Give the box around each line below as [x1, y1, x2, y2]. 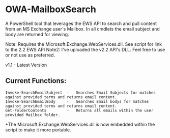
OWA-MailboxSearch [5, 4, 97, 15]
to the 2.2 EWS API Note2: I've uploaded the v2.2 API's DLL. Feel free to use [5, 46, 165, 52]
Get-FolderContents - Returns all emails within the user [5, 108, 154, 113]
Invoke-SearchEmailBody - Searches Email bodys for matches [5, 99, 149, 104]
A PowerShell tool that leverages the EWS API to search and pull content [5, 20, 157, 26]
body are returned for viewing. [5, 31, 70, 37]
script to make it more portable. [5, 126, 71, 133]
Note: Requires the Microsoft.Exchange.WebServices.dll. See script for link [5, 41, 162, 47]
